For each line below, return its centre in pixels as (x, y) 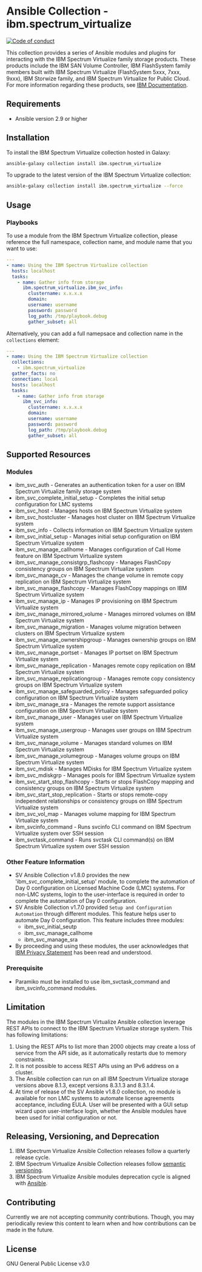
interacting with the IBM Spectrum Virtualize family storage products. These (101, 59)
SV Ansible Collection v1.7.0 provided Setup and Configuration (93, 907)
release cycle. (32, 1157)
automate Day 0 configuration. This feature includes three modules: (99, 920)
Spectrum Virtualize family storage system (68, 491)
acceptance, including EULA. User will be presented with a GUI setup (101, 1104)
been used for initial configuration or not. (66, 1117)
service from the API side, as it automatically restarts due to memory (101, 1053)
